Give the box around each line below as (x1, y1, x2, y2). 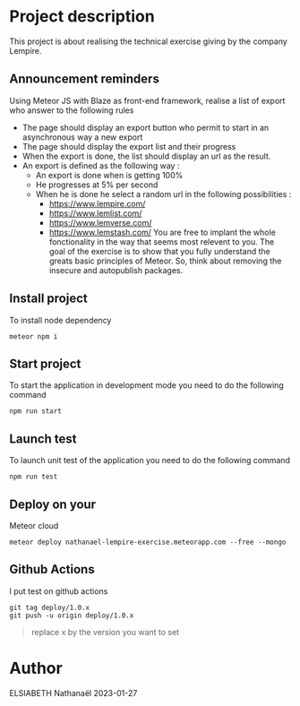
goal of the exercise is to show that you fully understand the (48, 245, 270, 256)
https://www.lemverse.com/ (48, 217, 152, 228)
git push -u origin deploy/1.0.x (9, 611, 134, 620)
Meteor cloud (9, 521, 59, 530)
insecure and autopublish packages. (48, 264, 184, 275)
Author (9, 659, 63, 678)
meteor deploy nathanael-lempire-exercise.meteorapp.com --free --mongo (9, 538, 287, 547)
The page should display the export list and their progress (21, 141, 236, 151)
